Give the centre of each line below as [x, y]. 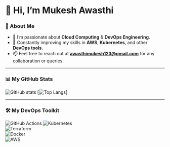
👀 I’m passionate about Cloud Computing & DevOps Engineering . [81, 37]
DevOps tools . [28, 48]
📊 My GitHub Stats [29, 79]
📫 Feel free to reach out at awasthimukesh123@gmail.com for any [83, 54]
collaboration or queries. [38, 61]
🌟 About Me [20, 26]
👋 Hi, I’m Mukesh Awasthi [59, 10]
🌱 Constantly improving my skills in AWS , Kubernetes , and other [80, 43]
